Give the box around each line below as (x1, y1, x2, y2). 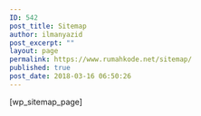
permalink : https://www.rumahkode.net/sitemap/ (9, 55, 193, 64)
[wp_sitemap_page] (9, 96, 83, 107)
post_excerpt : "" (9, 38, 75, 48)
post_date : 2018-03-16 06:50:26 (9, 72, 131, 81)
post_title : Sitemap (9, 22, 88, 31)
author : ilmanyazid (9, 30, 83, 39)
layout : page (9, 47, 59, 56)
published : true (9, 64, 71, 73)
